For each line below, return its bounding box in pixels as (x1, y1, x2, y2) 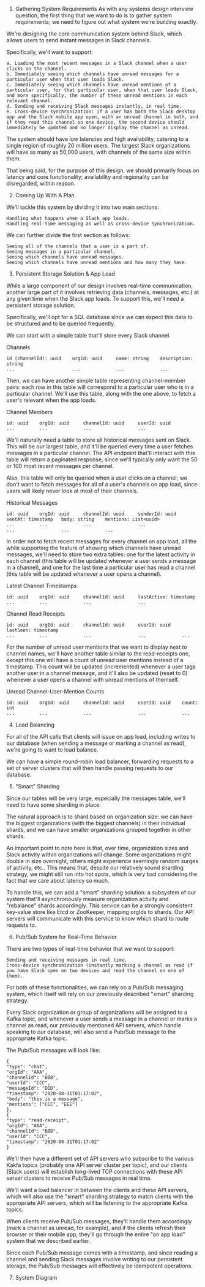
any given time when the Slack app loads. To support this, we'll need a (6, 295, 184, 302)
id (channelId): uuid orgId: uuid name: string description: (6, 355, 193, 361)
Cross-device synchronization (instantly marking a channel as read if (6, 962, 193, 968)
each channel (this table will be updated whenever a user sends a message (6, 557, 196, 564)
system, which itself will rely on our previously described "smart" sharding (6, 991, 194, 997)
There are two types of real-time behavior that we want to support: (6, 945, 175, 952)
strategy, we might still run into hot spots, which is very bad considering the (6, 870, 198, 878)
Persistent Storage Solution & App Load (15, 270, 115, 277)
